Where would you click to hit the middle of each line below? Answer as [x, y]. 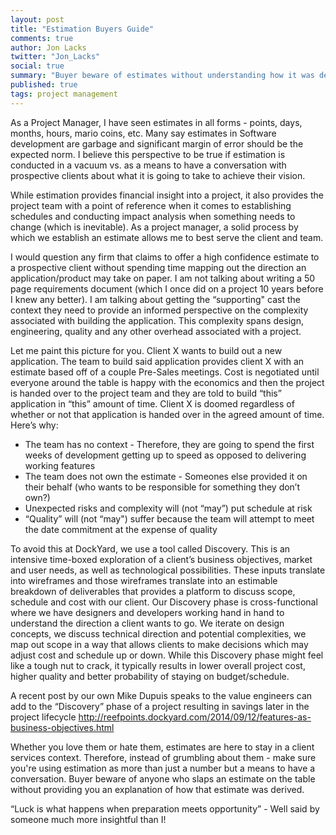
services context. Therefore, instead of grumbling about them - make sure [163, 757]
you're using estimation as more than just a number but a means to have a [163, 768]
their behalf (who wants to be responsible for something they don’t [162, 487]
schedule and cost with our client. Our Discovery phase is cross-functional [164, 602]
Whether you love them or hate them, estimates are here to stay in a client [162, 747]
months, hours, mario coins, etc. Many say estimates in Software [143, 133]
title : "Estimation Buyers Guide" [82, 29]
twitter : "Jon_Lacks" [55, 57]
